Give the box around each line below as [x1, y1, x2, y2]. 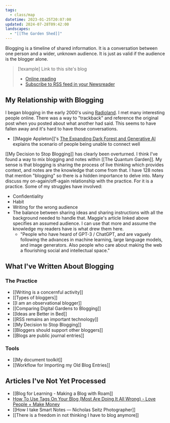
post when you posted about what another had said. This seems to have [5, 120, 156, 126]
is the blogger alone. [5, 56, 48, 62]
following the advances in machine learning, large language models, [20, 236, 163, 243]
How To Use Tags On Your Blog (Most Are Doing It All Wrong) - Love [12, 395, 156, 402]
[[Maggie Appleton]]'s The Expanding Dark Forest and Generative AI [12, 136, 156, 142]
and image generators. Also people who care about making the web [20, 242, 162, 248]
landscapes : [5, 27, 30, 32]
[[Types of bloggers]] [12, 294, 58, 301]
